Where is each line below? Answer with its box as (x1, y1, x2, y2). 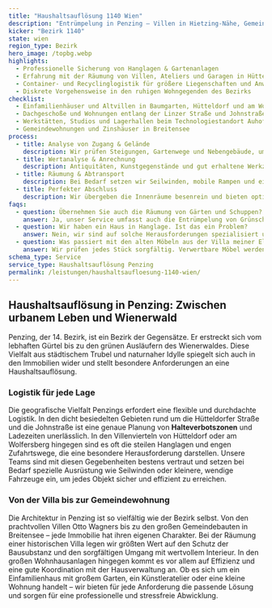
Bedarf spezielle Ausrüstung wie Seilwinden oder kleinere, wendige (8, 465, 234, 475)
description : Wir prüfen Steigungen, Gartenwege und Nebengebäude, (23, 148, 255, 156)
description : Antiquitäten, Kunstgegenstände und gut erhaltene (23, 163, 244, 171)
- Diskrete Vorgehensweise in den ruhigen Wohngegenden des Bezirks (15, 87, 252, 96)
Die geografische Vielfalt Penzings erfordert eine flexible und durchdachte (8, 405, 257, 415)
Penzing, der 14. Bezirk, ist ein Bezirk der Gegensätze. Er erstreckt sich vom (8, 332, 261, 342)
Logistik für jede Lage (8, 387, 96, 398)
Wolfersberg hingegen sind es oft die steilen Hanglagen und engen (8, 439, 232, 450)
